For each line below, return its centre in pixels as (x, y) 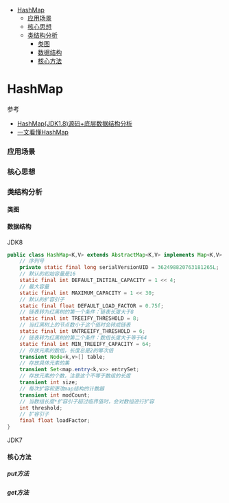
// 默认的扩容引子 (42, 299)
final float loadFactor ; (55, 421)
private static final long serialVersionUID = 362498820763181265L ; (119, 268)
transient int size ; (49, 382)
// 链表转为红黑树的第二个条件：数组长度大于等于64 (83, 338)
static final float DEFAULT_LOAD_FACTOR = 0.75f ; (92, 306)
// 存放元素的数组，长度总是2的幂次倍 (67, 350)
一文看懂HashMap (43, 132)
